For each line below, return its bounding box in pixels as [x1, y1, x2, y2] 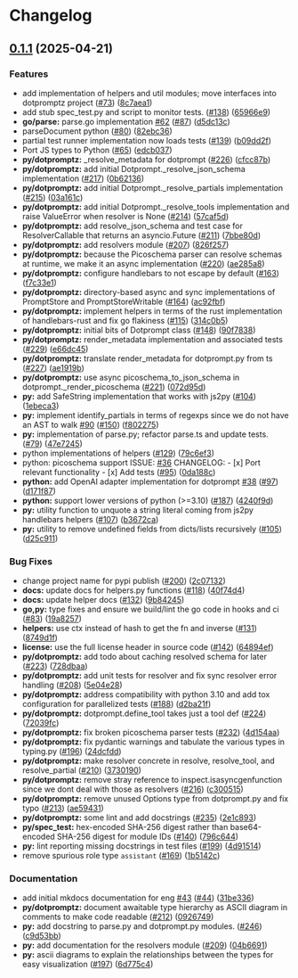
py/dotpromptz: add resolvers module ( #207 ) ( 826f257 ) [21, 239, 230, 250]
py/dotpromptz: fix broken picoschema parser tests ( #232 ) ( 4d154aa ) [21, 727, 280, 738]
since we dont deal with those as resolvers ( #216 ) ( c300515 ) [21, 784, 245, 794]
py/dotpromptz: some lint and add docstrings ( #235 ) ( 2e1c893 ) [21, 812, 256, 823]
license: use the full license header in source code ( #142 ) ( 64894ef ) [21, 642, 274, 653]
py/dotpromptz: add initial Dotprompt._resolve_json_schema [21, 163, 246, 174]
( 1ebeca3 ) [21, 400, 60, 411]
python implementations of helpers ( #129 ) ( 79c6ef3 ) [21, 448, 215, 458]
